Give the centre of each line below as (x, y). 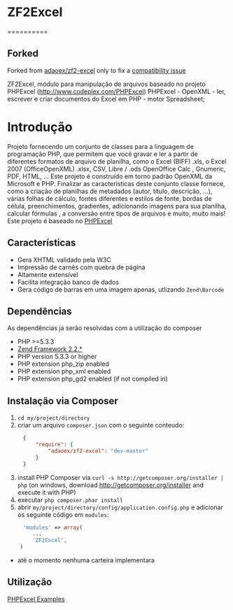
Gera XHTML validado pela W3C (64, 260)
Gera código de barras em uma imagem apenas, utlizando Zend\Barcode (121, 289)
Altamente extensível (48, 274)
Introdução (40, 127)
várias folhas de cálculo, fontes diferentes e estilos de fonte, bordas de (110, 198)
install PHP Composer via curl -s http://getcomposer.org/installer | (120, 477)
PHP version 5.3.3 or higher (57, 357)
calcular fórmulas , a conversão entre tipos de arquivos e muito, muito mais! (116, 213)
